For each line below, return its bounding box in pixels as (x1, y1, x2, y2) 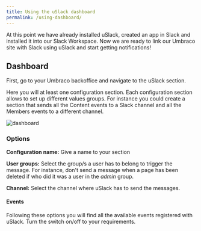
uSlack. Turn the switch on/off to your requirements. (6, 218, 136, 225)
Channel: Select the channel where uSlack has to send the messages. (6, 184, 181, 191)
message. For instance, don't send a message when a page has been (6, 166, 179, 173)
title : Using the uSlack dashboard (6, 8, 96, 15)
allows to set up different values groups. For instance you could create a (6, 95, 185, 102)
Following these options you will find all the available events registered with (6, 211, 193, 218)
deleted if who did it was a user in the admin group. (6, 173, 134, 180)
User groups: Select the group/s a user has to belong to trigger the (6, 160, 173, 167)
